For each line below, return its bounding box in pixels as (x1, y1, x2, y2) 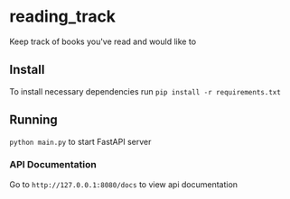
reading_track (9, 6, 116, 27)
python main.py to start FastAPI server (9, 136, 152, 147)
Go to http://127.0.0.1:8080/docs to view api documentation (9, 178, 238, 190)
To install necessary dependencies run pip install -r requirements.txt (9, 86, 282, 96)
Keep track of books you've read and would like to (9, 36, 197, 47)
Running (9, 113, 59, 128)
